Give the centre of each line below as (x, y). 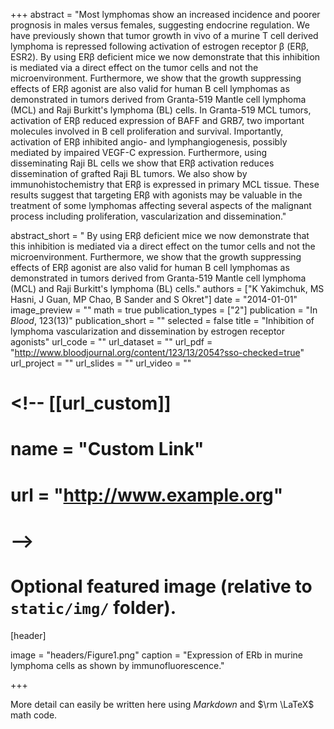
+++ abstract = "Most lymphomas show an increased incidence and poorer (165, 14)
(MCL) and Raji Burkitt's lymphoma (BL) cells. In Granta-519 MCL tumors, (161, 110)
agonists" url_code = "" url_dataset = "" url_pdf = (111, 342)
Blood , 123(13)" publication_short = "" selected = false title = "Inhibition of (162, 320)
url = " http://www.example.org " (147, 495)
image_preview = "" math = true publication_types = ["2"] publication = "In (164, 310)
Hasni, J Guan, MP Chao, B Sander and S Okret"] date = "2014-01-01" (154, 299)
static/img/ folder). (93, 607)
